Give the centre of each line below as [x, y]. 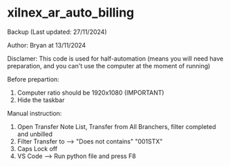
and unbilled [35, 134]
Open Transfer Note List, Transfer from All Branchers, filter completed [116, 126]
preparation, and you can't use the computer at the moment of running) [109, 66]
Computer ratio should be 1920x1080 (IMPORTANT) [90, 92]
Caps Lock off [37, 148]
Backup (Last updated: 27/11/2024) [57, 32]
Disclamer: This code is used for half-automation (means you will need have [115, 58]
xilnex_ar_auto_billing [71, 13]
